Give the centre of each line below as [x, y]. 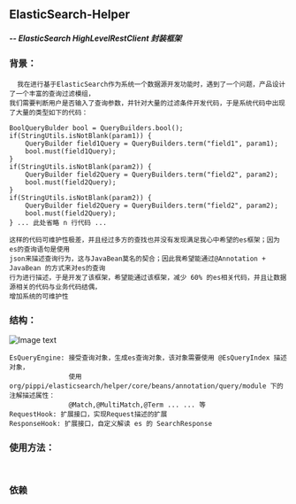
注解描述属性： [32, 396]
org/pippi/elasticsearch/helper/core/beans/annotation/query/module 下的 [147, 386]
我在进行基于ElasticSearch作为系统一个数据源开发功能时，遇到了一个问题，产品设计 [151, 84]
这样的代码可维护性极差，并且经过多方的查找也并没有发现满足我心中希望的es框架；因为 [144, 240]
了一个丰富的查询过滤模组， [52, 93]
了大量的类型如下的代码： [49, 112]
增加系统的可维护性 [39, 296]
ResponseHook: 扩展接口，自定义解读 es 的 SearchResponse [111, 424]
